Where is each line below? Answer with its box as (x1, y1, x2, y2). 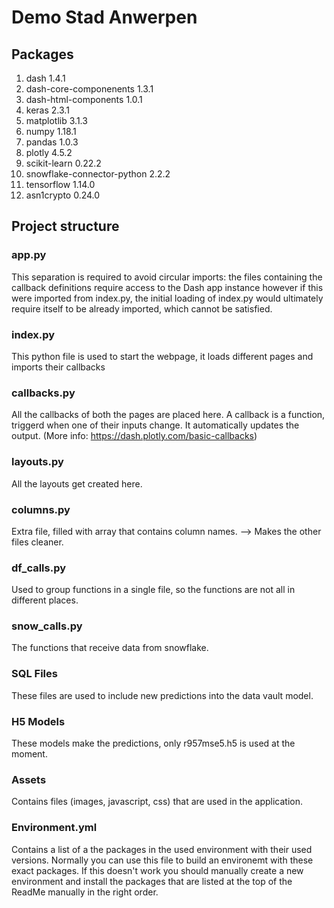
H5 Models (11, 714, 66, 728)
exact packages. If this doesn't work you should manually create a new (11, 864, 304, 876)
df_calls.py (11, 561, 67, 575)
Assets (11, 772, 47, 786)
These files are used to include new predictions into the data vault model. (11, 689, 314, 701)
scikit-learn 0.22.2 (25, 157, 102, 169)
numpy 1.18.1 (25, 126, 77, 137)
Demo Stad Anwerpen (11, 6, 198, 29)
